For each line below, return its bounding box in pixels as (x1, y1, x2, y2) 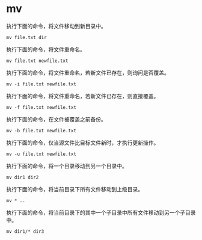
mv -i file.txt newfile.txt (6, 81, 77, 87)
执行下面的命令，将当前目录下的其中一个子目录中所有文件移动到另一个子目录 (6, 209, 196, 216)
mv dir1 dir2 (6, 174, 39, 180)
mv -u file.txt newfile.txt (6, 151, 77, 157)
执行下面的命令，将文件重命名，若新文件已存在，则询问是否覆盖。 (6, 69, 170, 76)
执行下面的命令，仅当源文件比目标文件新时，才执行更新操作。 (6, 139, 159, 146)
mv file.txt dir (6, 34, 47, 40)
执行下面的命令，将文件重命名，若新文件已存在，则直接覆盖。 (6, 92, 159, 99)
